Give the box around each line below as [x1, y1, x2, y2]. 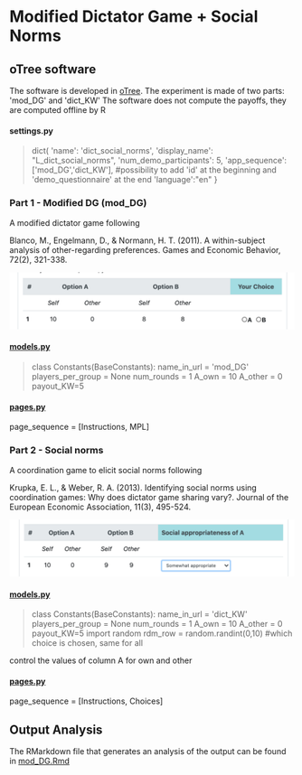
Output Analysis [9, 722, 103, 737]
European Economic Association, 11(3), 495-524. [9, 501, 192, 512]
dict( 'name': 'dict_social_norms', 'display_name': [31, 145, 214, 156]
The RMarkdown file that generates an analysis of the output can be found [9, 746, 287, 757]
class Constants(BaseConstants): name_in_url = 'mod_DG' [31, 361, 250, 372]
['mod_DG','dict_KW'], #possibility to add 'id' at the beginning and [31, 164, 278, 175]
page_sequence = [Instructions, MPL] [9, 422, 150, 433]
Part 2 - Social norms [9, 444, 104, 457]
